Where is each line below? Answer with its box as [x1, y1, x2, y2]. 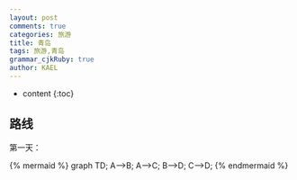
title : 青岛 [9, 38, 51, 48]
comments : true [9, 22, 67, 31]
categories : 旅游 [9, 30, 72, 39]
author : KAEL [9, 64, 58, 73]
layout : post [9, 13, 58, 22]
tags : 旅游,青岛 [9, 47, 65, 56]
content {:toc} [22, 87, 75, 99]
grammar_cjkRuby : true [9, 55, 94, 64]
